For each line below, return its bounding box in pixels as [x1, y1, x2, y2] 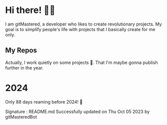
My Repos [5, 46, 37, 54]
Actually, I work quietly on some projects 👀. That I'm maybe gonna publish [5, 59, 158, 65]
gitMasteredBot [5, 113, 37, 119]
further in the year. [5, 64, 43, 70]
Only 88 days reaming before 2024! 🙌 [5, 98, 83, 104]
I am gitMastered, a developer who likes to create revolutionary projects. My [5, 21, 162, 27]
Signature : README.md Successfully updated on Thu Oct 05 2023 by [5, 108, 150, 114]
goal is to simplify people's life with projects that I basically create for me [5, 26, 155, 32]
